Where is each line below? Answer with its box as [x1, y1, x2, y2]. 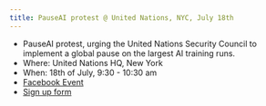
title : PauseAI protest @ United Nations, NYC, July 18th [9, 13, 234, 23]
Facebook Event [22, 76, 84, 87]
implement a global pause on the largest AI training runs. [22, 47, 235, 59]
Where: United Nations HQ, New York [22, 57, 164, 68]
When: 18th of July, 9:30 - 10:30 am [22, 67, 158, 78]
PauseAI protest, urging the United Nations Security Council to [22, 38, 258, 49]
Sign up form [22, 86, 72, 97]
